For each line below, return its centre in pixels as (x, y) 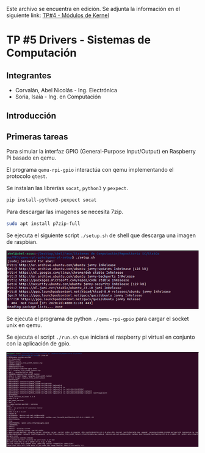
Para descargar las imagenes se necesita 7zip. (65, 212)
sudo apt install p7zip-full (43, 224)
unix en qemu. (24, 325)
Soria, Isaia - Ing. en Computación (58, 97)
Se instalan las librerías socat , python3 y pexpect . (67, 188)
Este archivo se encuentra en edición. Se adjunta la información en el (93, 9)
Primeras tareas (37, 137)
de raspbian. (22, 241)
